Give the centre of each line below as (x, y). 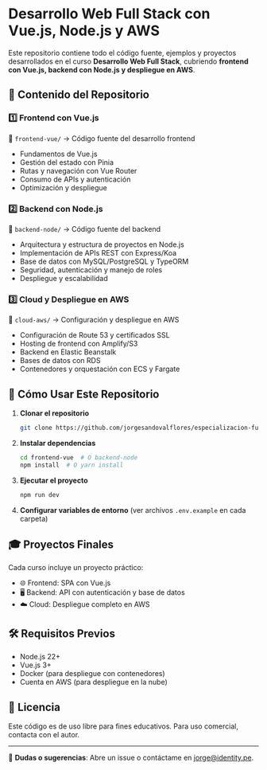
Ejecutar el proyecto (54, 480)
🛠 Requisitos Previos (62, 633)
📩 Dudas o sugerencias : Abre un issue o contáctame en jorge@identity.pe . (131, 757)
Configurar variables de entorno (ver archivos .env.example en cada (133, 510)
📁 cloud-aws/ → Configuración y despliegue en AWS (94, 320)
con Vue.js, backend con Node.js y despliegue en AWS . (102, 69)
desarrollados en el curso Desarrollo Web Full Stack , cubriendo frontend (128, 61)
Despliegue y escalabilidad (64, 278)
